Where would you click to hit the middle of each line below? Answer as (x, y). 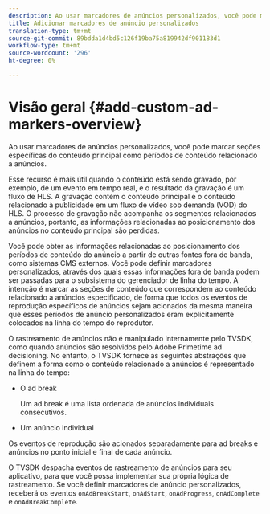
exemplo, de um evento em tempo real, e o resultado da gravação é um (127, 188)
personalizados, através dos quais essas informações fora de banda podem (134, 271)
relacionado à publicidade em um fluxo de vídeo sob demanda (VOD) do (128, 205)
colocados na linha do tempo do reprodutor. (81, 323)
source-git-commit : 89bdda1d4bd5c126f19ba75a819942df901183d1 (115, 38)
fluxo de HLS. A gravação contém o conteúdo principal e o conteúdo (122, 196)
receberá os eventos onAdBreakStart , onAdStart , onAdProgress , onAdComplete (134, 493)
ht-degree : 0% (32, 61)
